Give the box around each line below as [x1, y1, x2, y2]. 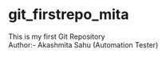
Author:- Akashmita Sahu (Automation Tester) [8, 40, 159, 49]
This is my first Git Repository [8, 32, 105, 41]
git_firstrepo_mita [8, 6, 129, 24]
